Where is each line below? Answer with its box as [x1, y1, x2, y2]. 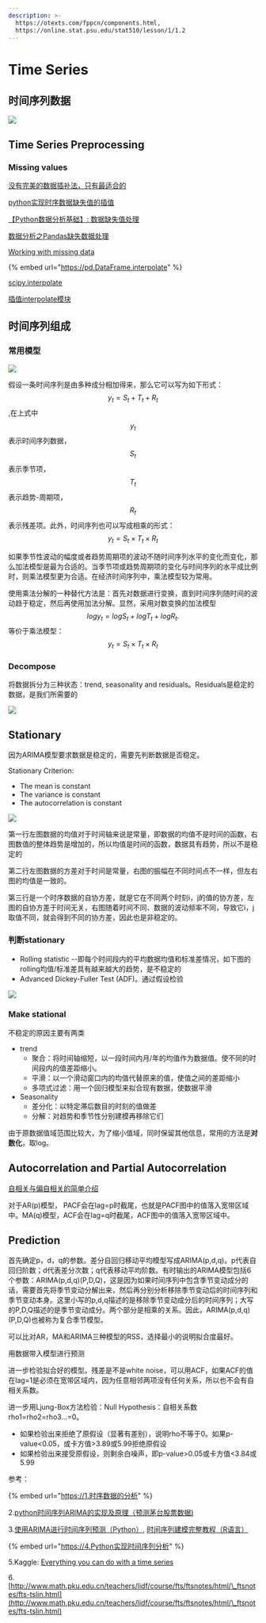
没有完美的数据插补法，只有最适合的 [8, 181, 127, 190]
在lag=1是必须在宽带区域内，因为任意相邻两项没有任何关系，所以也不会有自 [8, 1376, 255, 1385]
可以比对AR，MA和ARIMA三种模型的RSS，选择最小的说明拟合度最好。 [8, 1332, 237, 1342]
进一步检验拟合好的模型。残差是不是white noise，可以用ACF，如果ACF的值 [8, 1365, 253, 1376]
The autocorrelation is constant [19, 798, 123, 808]
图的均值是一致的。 [8, 876, 71, 886]
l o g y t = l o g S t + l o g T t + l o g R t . [86, 611, 180, 622]
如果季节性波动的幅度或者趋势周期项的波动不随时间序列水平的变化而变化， [8, 552, 251, 561]
